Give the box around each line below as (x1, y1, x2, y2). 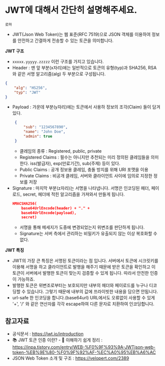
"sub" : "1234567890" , (23, 124, 68, 130)
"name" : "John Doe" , (23, 129, 66, 134)
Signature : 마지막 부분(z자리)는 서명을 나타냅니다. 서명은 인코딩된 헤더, (12, 185, 150, 191)
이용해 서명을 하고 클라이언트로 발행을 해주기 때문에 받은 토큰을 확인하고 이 (12, 264, 156, 270)
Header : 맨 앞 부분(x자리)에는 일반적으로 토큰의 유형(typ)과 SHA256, (12, 65, 147, 71)
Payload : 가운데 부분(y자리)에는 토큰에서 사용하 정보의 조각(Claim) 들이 (12, 104, 151, 110)
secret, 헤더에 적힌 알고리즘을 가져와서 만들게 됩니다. (23, 191, 125, 197)
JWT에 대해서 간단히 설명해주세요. (5, 4, 137, 16)
